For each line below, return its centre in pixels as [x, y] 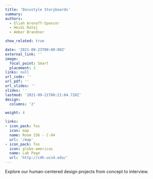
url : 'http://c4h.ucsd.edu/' [39, 158]
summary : [14, 14]
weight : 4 [15, 113]
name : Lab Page [25, 153]
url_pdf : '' [17, 81]
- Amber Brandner [27, 32]
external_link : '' [24, 54]
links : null [17, 72]
